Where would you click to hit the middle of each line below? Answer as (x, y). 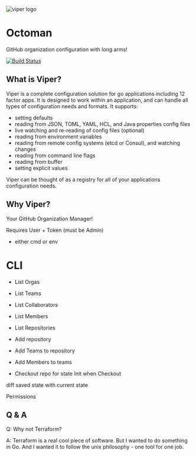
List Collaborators (36, 305)
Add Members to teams (43, 362)
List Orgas (27, 282)
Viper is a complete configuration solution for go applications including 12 (96, 93)
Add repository (33, 339)
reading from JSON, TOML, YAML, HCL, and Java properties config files (102, 124)
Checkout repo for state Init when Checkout (68, 373)
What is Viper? (34, 80)
